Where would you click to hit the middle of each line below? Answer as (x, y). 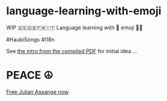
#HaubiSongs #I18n (31, 39)
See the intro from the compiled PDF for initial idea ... (72, 51)
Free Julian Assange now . (38, 91)
